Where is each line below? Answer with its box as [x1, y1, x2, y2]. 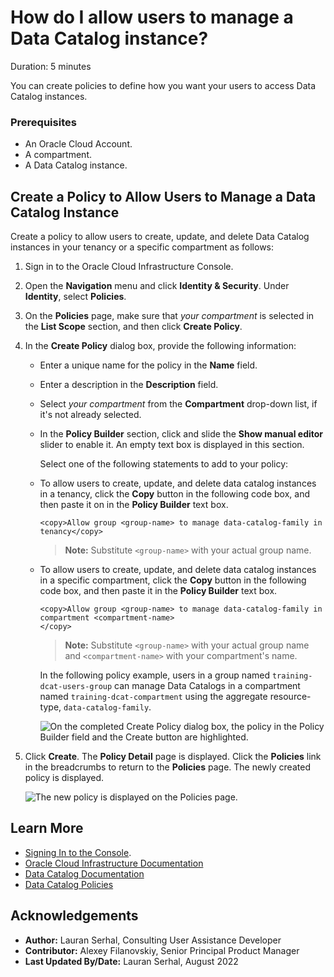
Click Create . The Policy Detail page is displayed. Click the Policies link [24, 751, 322, 763]
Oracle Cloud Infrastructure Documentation [24, 857, 204, 869]
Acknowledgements [10, 907, 139, 925]
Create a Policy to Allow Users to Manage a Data [10, 188, 317, 205]
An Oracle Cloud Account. [24, 138, 133, 150]
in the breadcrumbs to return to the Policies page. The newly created [24, 761, 311, 773]
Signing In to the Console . [24, 846, 132, 858]
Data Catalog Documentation [24, 867, 145, 880]
